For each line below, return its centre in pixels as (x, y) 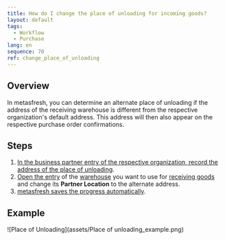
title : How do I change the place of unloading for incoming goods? (107, 13)
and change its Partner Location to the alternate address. (98, 184)
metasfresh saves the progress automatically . (81, 191)
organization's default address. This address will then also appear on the (110, 117)
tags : (15, 26)
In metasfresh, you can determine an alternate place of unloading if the (107, 102)
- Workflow (29, 33)
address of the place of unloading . (66, 169)
